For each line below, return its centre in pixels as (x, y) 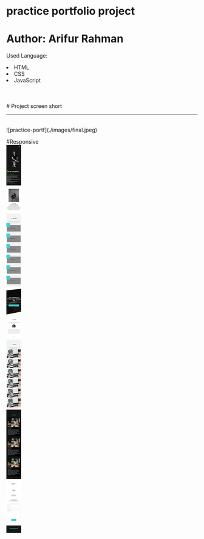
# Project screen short (34, 106)
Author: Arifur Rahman (65, 39)
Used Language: (27, 56)
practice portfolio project (71, 11)
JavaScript (28, 81)
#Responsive (22, 142)
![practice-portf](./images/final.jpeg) (52, 130)
